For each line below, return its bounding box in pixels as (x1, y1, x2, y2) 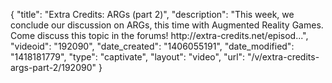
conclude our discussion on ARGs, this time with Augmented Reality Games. (10, 19, 324, 31)
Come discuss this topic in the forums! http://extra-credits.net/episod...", (10, 30, 309, 41)
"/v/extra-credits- (247, 51, 320, 63)
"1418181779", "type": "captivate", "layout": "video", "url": (10, 51, 246, 63)
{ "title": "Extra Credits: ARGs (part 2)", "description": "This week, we (10, 9, 295, 20)
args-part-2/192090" (10, 62, 97, 73)
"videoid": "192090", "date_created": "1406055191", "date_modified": (10, 40, 295, 52)
